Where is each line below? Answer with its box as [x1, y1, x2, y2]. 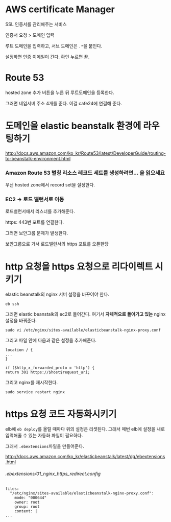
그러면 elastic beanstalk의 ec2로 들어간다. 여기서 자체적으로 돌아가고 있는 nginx [5, 311, 166, 317]
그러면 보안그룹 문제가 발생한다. [5, 230, 68, 236]
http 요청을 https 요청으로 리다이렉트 [5, 260, 153, 272]
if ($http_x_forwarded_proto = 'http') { [5, 365, 95, 371]
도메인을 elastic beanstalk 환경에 [5, 120, 141, 132]
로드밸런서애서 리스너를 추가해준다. [5, 208, 75, 215]
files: [5, 486, 19, 491]
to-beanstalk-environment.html [5, 155, 71, 161]
